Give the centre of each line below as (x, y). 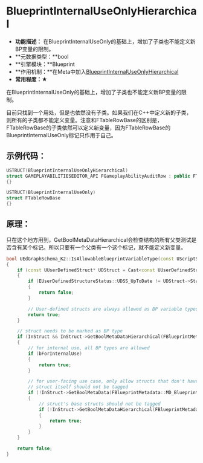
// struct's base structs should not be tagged (100, 404)
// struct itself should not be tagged (78, 387)
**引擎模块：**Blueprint (45, 64)
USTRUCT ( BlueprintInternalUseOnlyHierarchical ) (67, 170)
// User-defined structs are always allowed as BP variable (105, 309)
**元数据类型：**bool (42, 56)
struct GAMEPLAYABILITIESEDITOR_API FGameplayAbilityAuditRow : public (98, 176)
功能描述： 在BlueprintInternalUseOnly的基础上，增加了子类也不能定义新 (105, 41)
